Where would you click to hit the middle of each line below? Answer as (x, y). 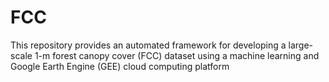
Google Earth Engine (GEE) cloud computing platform (120, 66)
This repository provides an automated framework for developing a (148, 45)
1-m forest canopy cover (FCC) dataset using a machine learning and (177, 55)
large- (301, 45)
